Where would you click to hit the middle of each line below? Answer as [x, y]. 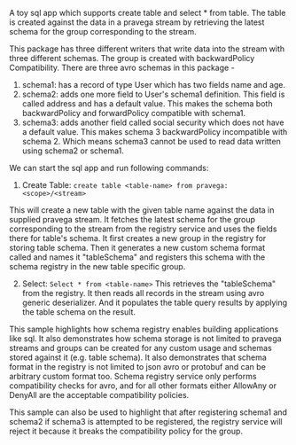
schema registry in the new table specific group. [97, 266]
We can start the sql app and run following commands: [109, 168]
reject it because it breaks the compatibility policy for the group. [126, 431]
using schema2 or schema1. [73, 151]
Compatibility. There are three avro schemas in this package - [122, 67]
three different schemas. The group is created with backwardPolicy [132, 58]
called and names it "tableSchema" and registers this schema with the [137, 257]
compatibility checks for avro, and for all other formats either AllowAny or [143, 386]
